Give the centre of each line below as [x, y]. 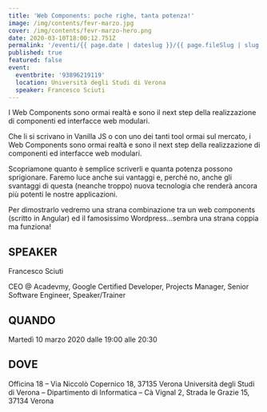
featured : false [35, 61]
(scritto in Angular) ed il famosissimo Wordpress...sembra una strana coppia [133, 218]
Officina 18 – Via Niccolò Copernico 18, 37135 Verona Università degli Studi [132, 383]
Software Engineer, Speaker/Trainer [67, 295]
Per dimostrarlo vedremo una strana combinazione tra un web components [132, 210]
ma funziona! [30, 227]
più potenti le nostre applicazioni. [63, 194]
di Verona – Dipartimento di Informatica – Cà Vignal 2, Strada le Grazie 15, [129, 392]
